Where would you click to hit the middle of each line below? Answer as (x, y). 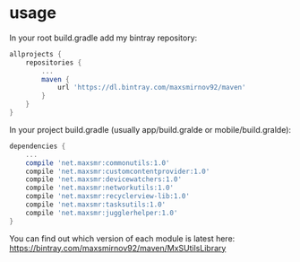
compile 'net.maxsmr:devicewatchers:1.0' (103, 179)
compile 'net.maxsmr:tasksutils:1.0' (96, 205)
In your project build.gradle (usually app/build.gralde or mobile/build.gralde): (150, 129)
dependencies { (38, 146)
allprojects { (36, 54)
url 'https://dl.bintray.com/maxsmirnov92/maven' (151, 88)
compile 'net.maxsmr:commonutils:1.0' (98, 163)
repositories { (54, 62)
